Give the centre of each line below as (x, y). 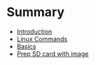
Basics (26, 46)
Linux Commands (42, 38)
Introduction (34, 31)
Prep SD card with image (53, 54)
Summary (35, 12)
